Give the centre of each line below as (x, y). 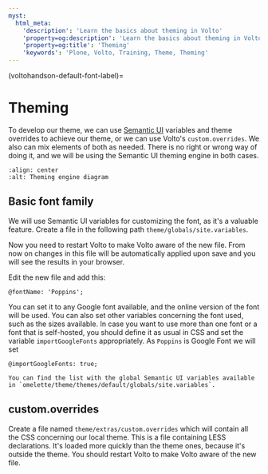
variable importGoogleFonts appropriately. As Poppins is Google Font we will (132, 341)
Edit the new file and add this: (57, 277)
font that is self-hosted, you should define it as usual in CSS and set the (126, 332)
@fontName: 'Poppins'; (46, 292)
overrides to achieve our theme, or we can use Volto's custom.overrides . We (134, 138)
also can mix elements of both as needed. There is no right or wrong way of (133, 147)
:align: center (33, 170)
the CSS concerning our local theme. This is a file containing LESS (117, 437)
